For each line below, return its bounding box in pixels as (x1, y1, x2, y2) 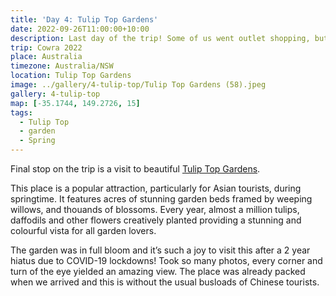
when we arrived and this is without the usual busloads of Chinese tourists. (10, 276, 320, 288)
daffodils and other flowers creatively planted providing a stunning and (10, 214, 302, 226)
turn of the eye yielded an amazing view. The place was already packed (10, 266, 306, 277)
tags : (10, 107, 33, 118)
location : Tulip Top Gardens (10, 71, 132, 81)
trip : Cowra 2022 (10, 42, 83, 53)
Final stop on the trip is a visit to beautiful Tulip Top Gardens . (10, 163, 261, 175)
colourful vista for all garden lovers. (10, 225, 157, 236)
